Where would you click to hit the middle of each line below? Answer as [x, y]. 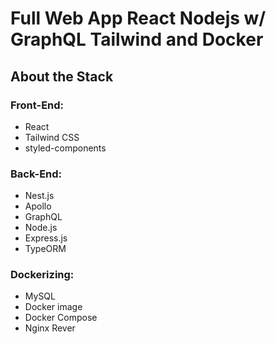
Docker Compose [61, 318]
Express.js [46, 238]
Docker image [53, 307]
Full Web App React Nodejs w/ [138, 18]
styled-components [65, 148]
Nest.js [39, 196]
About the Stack [62, 76]
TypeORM [45, 249]
